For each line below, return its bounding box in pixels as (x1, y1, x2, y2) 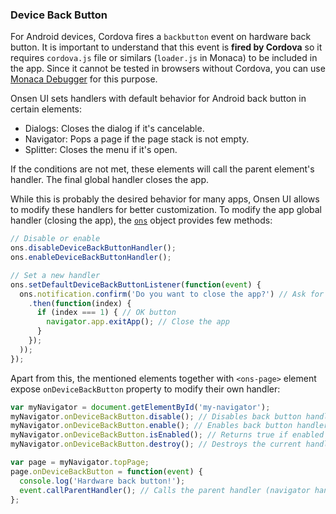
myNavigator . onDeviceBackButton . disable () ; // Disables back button (10, 411, 302, 422)
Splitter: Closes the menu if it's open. (24, 144, 178, 156)
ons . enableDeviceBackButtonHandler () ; (10, 253, 172, 263)
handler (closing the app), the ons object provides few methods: (10, 214, 273, 227)
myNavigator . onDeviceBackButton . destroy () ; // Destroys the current (10, 439, 302, 450)
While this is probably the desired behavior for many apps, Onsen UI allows (10, 193, 320, 205)
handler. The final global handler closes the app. (10, 174, 210, 186)
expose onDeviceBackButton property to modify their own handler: (10, 383, 281, 395)
